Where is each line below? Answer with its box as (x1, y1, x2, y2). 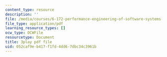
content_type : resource (5, 7, 55, 12)
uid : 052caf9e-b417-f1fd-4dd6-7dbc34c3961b (5, 44, 97, 49)
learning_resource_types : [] (5, 26, 66, 31)
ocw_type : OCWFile (5, 30, 43, 35)
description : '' (5, 12, 39, 17)
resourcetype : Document (5, 35, 55, 40)
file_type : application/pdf (5, 21, 64, 26)
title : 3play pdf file (5, 40, 52, 45)
